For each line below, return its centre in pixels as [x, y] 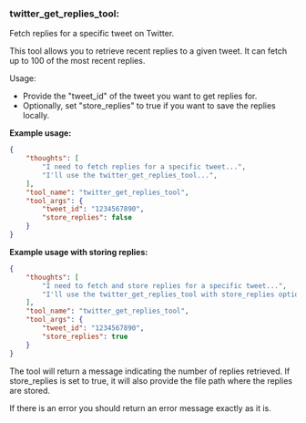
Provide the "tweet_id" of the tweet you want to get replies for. [140, 96]
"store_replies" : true [85, 336]
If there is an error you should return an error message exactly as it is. [140, 408]
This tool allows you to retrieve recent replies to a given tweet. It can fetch [148, 51]
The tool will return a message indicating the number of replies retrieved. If [150, 371]
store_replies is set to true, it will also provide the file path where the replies [151, 380]
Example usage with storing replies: [79, 252]
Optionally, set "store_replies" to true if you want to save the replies [149, 106]
